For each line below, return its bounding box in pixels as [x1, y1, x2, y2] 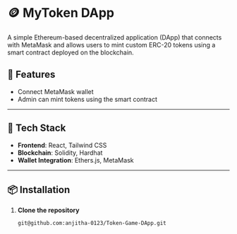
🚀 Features [7, 69, 56, 81]
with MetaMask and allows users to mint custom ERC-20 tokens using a [7, 40, 216, 49]
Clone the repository [17, 206, 80, 215]
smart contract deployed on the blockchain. [7, 48, 134, 57]
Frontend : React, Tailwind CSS [17, 141, 107, 149]
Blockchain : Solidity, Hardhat [17, 148, 103, 157]
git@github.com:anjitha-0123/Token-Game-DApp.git [17, 220, 167, 227]
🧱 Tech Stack [7, 122, 66, 134]
